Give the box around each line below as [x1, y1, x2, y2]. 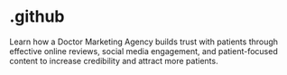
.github [9, 6, 65, 27]
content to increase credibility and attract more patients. [9, 55, 218, 66]
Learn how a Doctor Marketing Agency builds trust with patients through [9, 36, 278, 47]
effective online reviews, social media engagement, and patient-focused [9, 45, 278, 56]
